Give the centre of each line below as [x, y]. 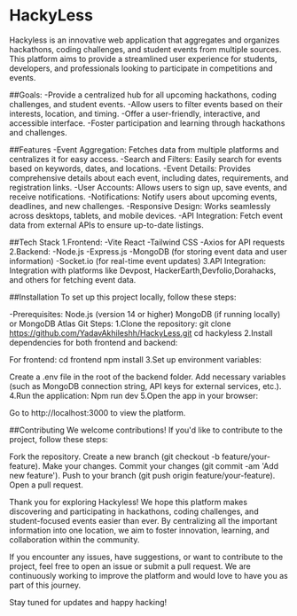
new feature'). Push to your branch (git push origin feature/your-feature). [142, 475]
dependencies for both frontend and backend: [94, 342]
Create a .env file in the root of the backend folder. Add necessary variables [148, 377]
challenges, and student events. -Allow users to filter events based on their [146, 104]
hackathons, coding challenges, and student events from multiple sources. [145, 49]
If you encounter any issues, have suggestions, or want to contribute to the [146, 557]
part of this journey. [45, 585]
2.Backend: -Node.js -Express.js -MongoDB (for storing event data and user [148, 251]
